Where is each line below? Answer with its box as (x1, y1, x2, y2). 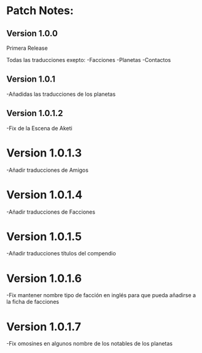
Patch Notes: (6, 4, 74, 18)
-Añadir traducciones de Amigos (6, 166, 89, 174)
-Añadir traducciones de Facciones (6, 208, 96, 215)
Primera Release (6, 44, 48, 52)
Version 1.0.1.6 (6, 271, 82, 285)
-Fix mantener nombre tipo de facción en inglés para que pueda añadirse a (6, 292, 196, 299)
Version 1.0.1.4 (6, 188, 83, 201)
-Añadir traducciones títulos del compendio (6, 250, 117, 257)
